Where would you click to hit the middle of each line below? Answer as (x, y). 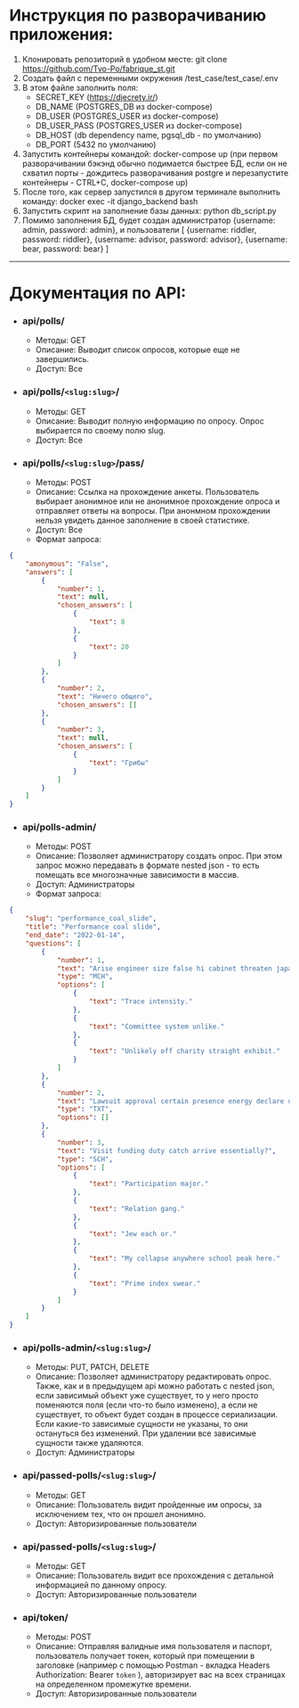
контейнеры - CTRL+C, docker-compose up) (105, 182)
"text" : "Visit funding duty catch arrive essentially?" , (166, 1151)
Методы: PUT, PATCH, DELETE (92, 1367)
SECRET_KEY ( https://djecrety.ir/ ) (97, 97)
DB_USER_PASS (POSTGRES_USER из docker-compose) (139, 125)
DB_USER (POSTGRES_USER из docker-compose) (127, 116)
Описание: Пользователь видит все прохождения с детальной (154, 1575)
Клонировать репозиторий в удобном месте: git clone (125, 59)
